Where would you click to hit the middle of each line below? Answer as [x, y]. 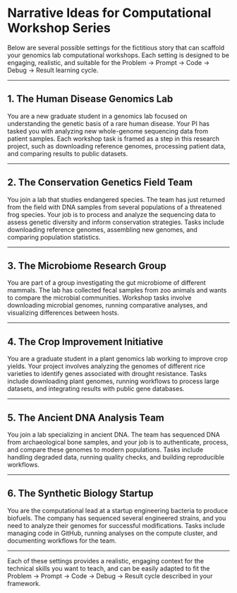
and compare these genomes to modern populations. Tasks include [105, 450]
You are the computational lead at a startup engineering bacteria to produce [117, 510]
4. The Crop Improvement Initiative [85, 342]
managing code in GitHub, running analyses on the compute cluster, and [113, 533]
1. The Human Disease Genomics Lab [90, 99]
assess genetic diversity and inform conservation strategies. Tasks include [116, 222]
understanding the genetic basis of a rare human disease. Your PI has [109, 123]
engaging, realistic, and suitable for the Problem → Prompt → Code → [109, 62]
